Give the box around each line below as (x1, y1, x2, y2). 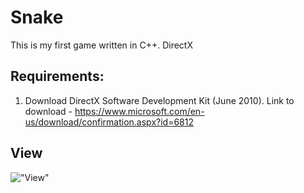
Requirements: (10, 68, 105, 85)
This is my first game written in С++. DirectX (10, 39, 193, 51)
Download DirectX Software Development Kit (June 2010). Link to (24, 94, 295, 106)
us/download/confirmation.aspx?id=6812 (24, 116, 194, 128)
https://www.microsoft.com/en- (74, 105, 205, 117)
